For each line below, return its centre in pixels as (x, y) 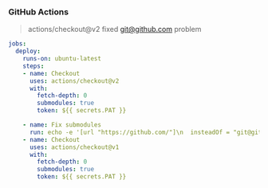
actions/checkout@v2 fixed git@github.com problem (114, 29)
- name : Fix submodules (62, 125)
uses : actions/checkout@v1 (74, 147)
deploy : (28, 51)
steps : (33, 66)
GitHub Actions (39, 12)
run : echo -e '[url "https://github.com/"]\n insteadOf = (129, 132)
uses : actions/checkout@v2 (74, 81)
